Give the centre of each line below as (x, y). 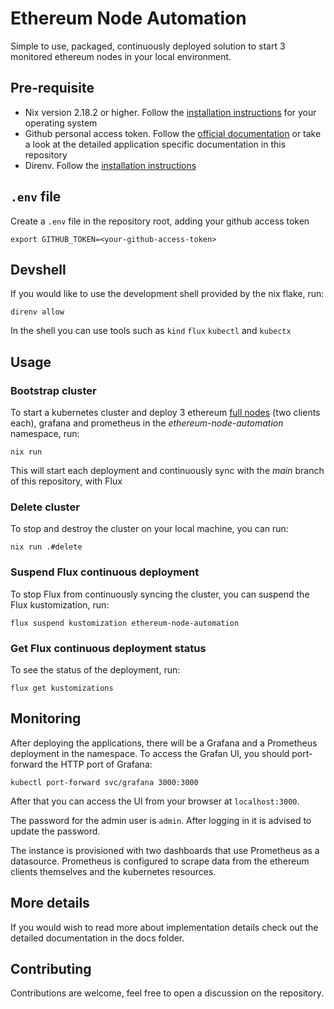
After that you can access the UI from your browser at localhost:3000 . (155, 801)
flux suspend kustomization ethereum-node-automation (125, 623)
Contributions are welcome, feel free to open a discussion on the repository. (167, 993)
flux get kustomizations (62, 688)
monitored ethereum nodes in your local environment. (121, 56)
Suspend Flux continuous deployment (105, 572)
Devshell (38, 269)
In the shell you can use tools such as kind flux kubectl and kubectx (151, 331)
